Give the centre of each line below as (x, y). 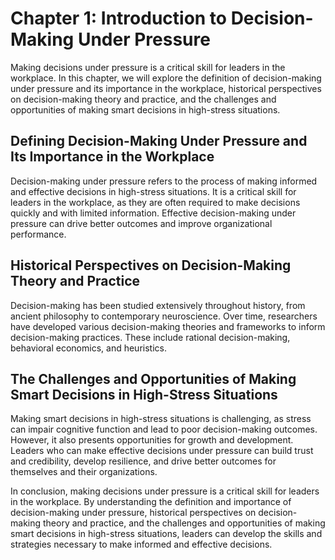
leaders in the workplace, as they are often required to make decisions (155, 202)
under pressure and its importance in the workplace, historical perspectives (166, 88)
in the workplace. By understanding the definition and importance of (151, 502)
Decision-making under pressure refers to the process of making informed (164, 181)
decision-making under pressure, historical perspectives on (133, 513)
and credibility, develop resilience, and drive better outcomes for (143, 461)
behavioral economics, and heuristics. (88, 348)
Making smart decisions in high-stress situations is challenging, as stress (161, 419)
